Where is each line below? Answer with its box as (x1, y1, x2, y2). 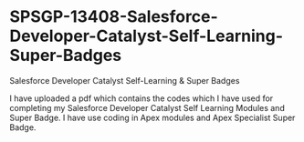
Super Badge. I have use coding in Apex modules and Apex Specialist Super (9, 112, 296, 123)
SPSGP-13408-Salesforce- (9, 6, 218, 27)
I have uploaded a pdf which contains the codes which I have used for (9, 93, 274, 104)
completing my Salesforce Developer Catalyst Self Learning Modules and (9, 102, 285, 113)
